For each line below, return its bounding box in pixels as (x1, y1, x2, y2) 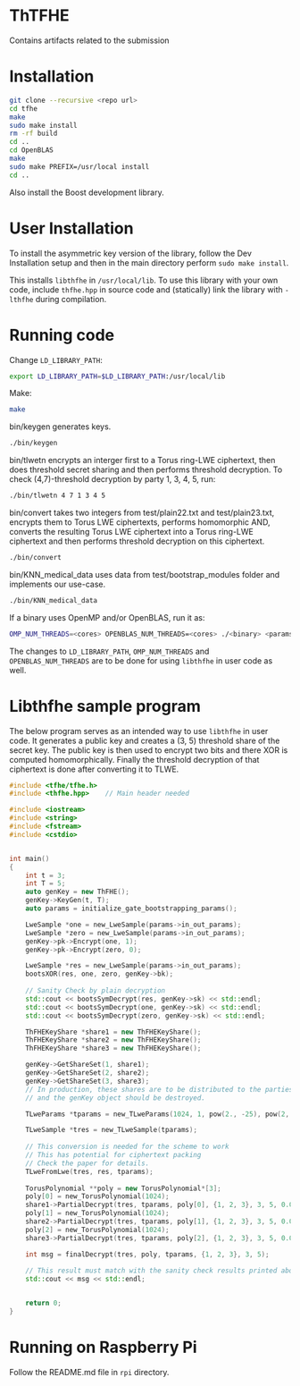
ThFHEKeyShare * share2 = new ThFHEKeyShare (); (25, 1035, 202, 1044)
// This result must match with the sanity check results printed (25, 1266, 278, 1275)
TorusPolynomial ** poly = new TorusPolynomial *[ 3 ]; (25, 1184, 221, 1193)
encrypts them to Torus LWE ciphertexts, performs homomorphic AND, (9, 517, 271, 528)
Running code (9, 325, 115, 345)
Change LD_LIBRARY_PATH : (9, 354, 103, 365)
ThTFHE (9, 5, 70, 26)
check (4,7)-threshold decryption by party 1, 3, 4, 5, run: (9, 474, 216, 485)
